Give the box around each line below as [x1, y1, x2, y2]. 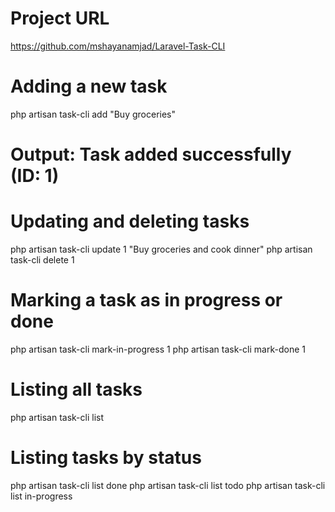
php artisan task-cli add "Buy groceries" [10, 108, 177, 120]
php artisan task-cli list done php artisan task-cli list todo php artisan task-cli [10, 479, 326, 491]
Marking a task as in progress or [10, 289, 283, 312]
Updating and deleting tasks [10, 210, 250, 233]
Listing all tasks [10, 378, 143, 401]
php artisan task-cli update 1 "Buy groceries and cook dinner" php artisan [10, 243, 313, 255]
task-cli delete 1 [10, 254, 75, 266]
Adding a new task [10, 75, 168, 98]
